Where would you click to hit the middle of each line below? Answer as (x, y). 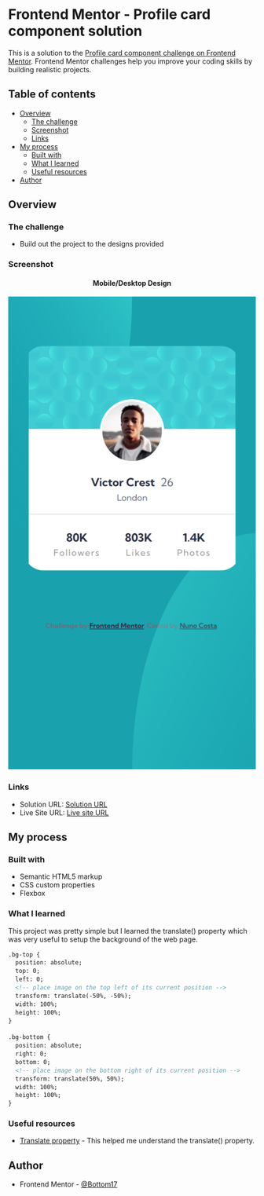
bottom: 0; (33, 1062)
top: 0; (28, 971)
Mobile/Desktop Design (132, 283)
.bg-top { (24, 955)
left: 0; (29, 979)
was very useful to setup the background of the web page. (103, 939)
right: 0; (31, 1054)
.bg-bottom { (29, 1037)
